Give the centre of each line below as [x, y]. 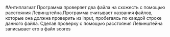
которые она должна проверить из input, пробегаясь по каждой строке [83, 18]
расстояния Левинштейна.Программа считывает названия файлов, [79, 13]
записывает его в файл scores [38, 29]
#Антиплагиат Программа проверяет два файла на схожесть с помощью [85, 7]
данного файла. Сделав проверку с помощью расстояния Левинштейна [84, 23]
